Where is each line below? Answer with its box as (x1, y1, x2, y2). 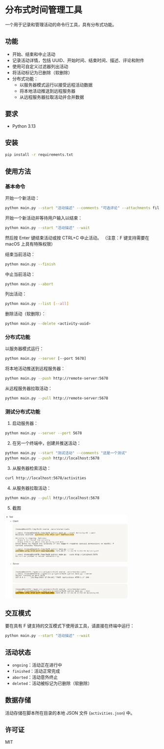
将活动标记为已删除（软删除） (12, 70, 72, 75)
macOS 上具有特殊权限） (5, 241, 55, 247)
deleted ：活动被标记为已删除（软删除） (12, 680, 92, 686)
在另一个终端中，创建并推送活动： (12, 440, 81, 446)
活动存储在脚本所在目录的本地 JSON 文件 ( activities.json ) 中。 (5, 710, 135, 716)
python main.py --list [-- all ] (5, 302, 69, 306)
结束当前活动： (5, 251, 35, 257)
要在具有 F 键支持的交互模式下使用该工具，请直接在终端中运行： (5, 623, 135, 629)
